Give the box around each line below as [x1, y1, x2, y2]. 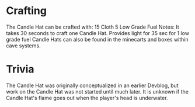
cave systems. [6, 42, 41, 49]
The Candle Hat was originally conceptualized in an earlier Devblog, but [6, 82, 179, 89]
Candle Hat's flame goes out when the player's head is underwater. [6, 94, 168, 101]
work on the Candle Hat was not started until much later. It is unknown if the [6, 88, 189, 95]
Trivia [6, 63, 34, 76]
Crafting [6, 4, 47, 18]
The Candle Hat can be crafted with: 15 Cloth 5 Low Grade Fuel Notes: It [6, 23, 179, 30]
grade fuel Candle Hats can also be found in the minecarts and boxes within [6, 36, 189, 43]
